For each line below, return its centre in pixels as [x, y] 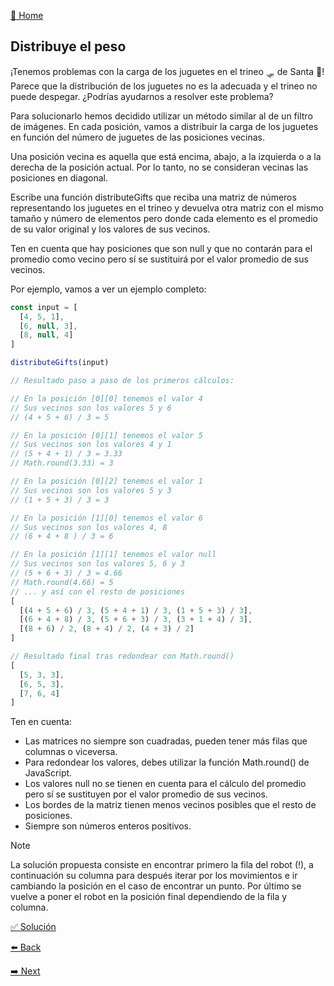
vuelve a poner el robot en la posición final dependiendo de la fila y [149, 897]
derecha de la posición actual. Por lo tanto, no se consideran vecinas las [159, 167]
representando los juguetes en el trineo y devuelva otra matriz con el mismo [167, 207]
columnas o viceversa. [71, 752]
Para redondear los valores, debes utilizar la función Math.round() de [167, 762]
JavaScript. [48, 773]
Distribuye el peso [68, 46]
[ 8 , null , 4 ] [46, 335]
